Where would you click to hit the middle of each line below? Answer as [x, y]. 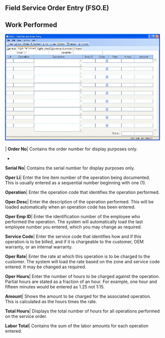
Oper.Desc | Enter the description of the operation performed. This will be [79, 201]
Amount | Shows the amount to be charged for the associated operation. [78, 296]
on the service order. [26, 316]
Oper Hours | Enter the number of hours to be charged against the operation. [82, 276]
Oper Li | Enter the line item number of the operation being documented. [78, 177]
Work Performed [31, 25]
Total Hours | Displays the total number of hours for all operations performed [82, 311]
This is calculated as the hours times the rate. [51, 301]
